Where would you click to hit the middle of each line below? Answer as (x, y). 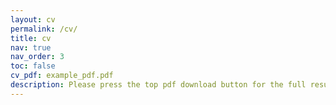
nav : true (31, 47)
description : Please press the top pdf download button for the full (158, 85)
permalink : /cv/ (44, 29)
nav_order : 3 (37, 57)
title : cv (31, 38)
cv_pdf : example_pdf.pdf (62, 76)
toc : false (33, 66)
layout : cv (33, 19)
